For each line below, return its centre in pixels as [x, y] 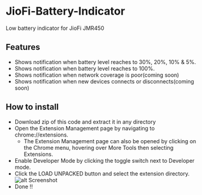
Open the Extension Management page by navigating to [85, 128]
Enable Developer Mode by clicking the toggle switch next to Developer [104, 160]
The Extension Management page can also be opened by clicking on [110, 141]
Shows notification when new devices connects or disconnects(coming [104, 81]
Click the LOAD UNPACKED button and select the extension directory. [102, 173]
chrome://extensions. [41, 135]
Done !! [23, 186]
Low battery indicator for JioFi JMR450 [55, 28]
